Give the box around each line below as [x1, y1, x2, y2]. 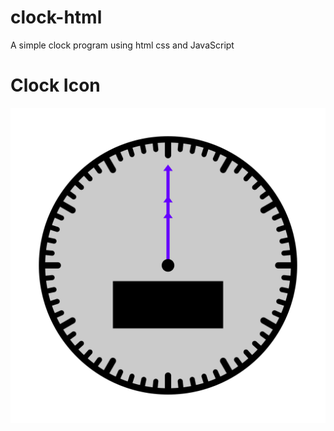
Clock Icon [10, 74, 101, 97]
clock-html [10, 6, 103, 29]
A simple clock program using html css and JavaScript [10, 39, 235, 51]
